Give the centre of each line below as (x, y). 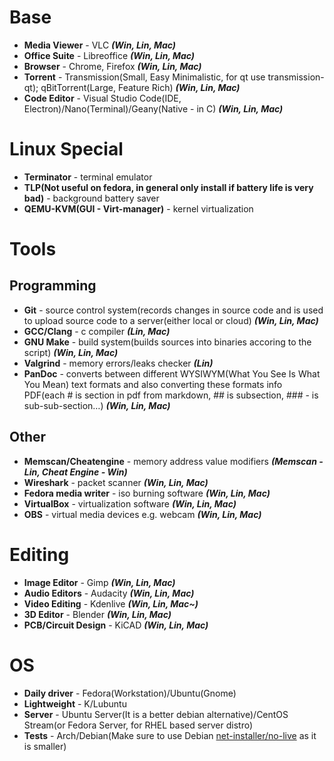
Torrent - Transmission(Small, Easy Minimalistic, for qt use (144, 77)
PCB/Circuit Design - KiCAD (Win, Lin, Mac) (116, 625)
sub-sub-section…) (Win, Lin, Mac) (97, 405)
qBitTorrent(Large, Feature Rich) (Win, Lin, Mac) (140, 87)
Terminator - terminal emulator (88, 177)
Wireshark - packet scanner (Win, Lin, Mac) (116, 482)
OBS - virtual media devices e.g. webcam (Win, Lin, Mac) (142, 514)
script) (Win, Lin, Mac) (71, 352)
